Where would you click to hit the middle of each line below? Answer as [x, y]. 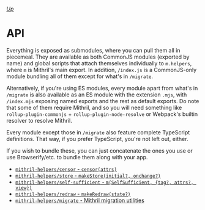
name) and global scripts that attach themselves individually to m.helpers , [99, 63]
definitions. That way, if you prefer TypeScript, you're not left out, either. [97, 139]
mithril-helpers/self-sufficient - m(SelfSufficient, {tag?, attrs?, [104, 182]
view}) [24, 188]
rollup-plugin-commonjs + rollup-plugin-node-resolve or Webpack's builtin [102, 114]
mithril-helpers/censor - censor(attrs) [66, 169]
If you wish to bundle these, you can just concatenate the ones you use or [99, 150]
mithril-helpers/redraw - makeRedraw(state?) [73, 194]
